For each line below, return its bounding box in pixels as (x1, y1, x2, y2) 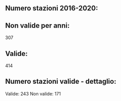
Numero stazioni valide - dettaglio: (5, 77, 116, 86)
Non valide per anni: (5, 21, 70, 30)
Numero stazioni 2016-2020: (5, 4, 98, 13)
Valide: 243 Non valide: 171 (5, 90, 61, 96)
